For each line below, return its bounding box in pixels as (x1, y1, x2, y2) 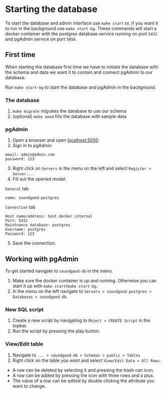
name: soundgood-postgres (5, 195, 59, 201)
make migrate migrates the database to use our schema (12, 108, 126, 114)
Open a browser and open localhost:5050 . (12, 137, 100, 143)
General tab (5, 186, 29, 192)
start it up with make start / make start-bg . (12, 283, 98, 289)
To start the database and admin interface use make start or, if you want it (5, 20, 158, 26)
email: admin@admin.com (5, 152, 55, 157)
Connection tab (5, 204, 36, 210)
